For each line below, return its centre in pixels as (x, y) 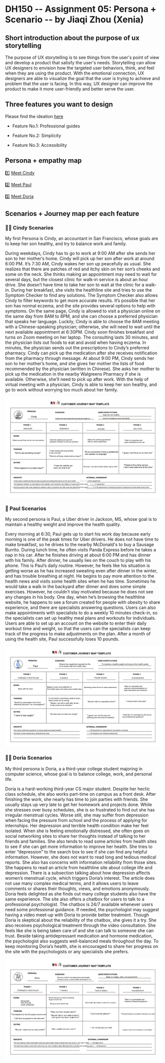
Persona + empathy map (44, 161)
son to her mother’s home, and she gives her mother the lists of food (75, 364)
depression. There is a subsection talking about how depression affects (78, 873)
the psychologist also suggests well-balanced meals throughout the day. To (82, 941)
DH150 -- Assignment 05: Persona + (81, 9)
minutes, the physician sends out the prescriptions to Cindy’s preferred (77, 348)
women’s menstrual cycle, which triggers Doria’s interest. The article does (80, 878)
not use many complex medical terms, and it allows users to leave (72, 883)
